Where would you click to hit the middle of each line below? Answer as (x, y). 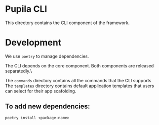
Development (33, 43)
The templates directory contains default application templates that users (79, 86)
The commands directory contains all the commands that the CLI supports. (79, 80)
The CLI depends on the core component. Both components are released (79, 65)
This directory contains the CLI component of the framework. (67, 23)
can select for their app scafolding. (41, 91)
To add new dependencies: (48, 107)
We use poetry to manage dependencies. (47, 56)
